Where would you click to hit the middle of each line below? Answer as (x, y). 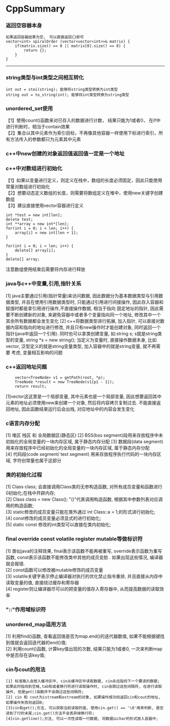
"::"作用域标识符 (26, 609)
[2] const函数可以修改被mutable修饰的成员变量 (54, 570)
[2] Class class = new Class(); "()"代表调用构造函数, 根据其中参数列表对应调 (84, 499)
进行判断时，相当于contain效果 (38, 127)
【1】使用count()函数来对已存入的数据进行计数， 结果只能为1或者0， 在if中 (83, 120)
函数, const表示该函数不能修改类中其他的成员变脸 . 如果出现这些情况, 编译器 (84, 557)
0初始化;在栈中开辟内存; (31, 493)
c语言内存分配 (23, 423)
